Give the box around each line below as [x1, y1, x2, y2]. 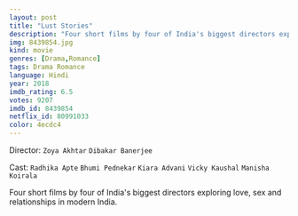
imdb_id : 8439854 [9, 104, 74, 113]
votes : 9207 [9, 95, 53, 105]
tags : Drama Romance [9, 63, 86, 72]
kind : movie [9, 46, 53, 55]
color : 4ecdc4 [9, 121, 62, 130]
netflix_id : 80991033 [9, 112, 90, 121]
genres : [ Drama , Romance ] [9, 54, 101, 63]
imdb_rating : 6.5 [9, 87, 74, 96]
